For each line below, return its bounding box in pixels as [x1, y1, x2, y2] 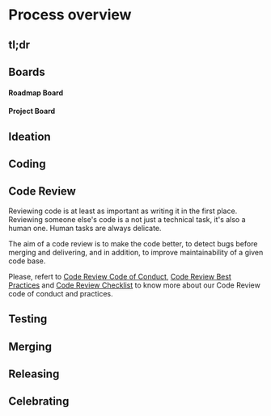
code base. [8, 256, 46, 266]
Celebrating [8, 394, 70, 409]
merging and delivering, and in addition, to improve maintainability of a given [8, 247, 264, 257]
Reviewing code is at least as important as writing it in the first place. [8, 206, 238, 216]
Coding [8, 157, 46, 170]
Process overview [8, 6, 132, 24]
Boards [8, 65, 46, 78]
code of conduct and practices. [8, 288, 113, 298]
